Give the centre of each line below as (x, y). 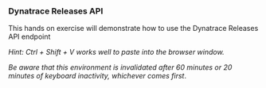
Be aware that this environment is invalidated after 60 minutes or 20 (120, 67)
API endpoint (29, 36)
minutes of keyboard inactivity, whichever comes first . (98, 76)
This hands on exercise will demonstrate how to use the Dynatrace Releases (133, 29)
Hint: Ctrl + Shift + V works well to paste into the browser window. (116, 52)
